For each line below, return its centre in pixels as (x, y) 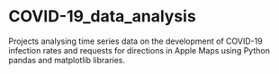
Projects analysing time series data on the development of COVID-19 (135, 41)
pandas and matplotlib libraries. (67, 60)
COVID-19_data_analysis (103, 16)
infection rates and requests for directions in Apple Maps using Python (139, 50)
